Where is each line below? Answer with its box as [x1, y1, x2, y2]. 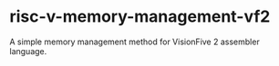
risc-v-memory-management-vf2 [9, 6, 271, 27]
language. [9, 45, 47, 56]
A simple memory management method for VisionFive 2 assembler [9, 36, 260, 47]
